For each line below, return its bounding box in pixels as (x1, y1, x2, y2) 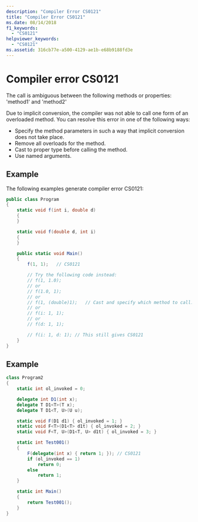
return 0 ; (37, 461, 62, 467)
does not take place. (14, 133, 65, 140)
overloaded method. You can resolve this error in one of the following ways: (6, 115, 190, 123)
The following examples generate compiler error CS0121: (6, 185, 144, 192)
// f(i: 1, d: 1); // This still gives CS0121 (27, 332, 144, 338)
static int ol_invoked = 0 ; (16, 386, 85, 392)
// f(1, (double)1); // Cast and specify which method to (27, 299, 178, 305)
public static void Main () (16, 250, 83, 256)
